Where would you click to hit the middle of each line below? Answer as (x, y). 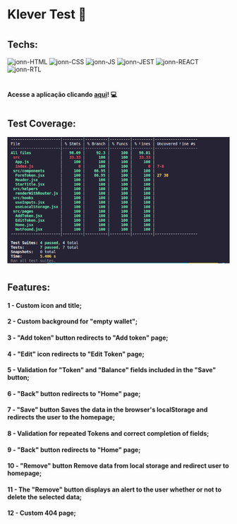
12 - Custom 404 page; (42, 513)
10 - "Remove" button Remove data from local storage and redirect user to (118, 466)
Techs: (23, 45)
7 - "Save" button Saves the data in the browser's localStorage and (108, 410)
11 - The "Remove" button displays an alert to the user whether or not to (115, 489)
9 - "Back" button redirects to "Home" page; (74, 449)
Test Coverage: (42, 124)
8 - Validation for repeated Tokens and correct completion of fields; (108, 433)
